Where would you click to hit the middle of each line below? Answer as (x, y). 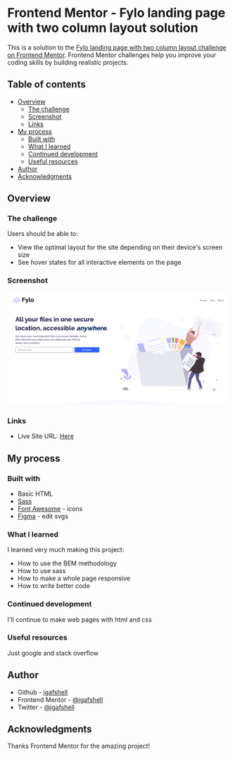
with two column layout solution (103, 28)
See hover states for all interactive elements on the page (99, 263)
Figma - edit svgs (43, 516)
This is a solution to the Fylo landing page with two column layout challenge (117, 47)
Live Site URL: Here (45, 436)
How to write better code (53, 586)
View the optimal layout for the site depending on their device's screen (120, 247)
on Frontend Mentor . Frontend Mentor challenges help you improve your (112, 55)
